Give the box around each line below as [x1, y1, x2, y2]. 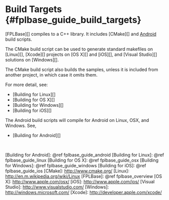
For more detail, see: [5, 82, 48, 88]
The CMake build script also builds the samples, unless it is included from [5, 66, 158, 73]
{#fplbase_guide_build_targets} [5, 14, 142, 26]
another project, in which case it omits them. [5, 72, 98, 78]
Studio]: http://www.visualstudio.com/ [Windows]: [5, 184, 109, 190]
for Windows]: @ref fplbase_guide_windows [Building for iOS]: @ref [5, 162, 146, 168]
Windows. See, [5, 122, 37, 128]
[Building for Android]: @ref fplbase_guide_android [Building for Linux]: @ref [5, 152, 164, 158]
